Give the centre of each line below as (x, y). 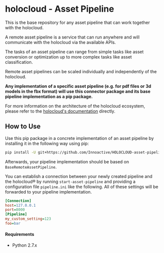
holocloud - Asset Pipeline (60, 9)
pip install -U (20, 152)
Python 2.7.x (25, 245)
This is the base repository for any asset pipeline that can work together (78, 22)
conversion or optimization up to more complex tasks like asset (69, 57)
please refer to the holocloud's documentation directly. (60, 111)
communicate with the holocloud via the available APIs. (61, 42)
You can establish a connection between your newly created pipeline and (79, 176)
